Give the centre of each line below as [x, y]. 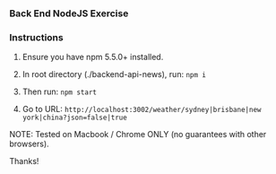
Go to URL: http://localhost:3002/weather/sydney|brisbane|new [142, 109]
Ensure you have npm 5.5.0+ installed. [93, 57]
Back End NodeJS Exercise [69, 13]
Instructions [37, 37]
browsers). [29, 144]
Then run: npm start [59, 91]
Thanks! [24, 161]
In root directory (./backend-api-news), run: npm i [114, 74]
